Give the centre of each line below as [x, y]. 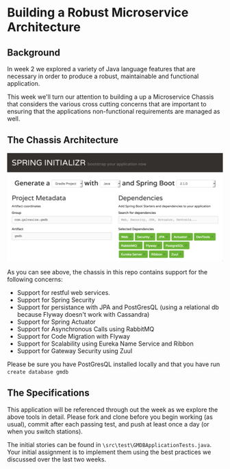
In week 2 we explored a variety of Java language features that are [101, 69]
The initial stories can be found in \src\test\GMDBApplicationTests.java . [110, 444]
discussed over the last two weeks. [57, 459]
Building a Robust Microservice [98, 13]
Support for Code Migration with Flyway [73, 336]
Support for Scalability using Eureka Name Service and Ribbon [105, 344]
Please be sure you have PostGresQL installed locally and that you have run [114, 364]
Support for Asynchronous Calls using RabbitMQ [86, 329]
